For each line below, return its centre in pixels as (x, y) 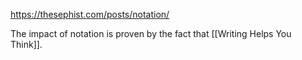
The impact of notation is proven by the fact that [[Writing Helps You (151, 33)
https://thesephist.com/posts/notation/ (90, 14)
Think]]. (26, 44)
